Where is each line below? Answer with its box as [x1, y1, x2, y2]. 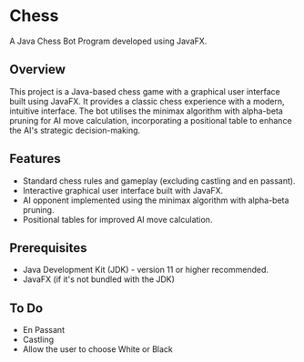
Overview [9, 62, 66, 77]
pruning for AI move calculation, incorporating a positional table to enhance [9, 115, 293, 126]
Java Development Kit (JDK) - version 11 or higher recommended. [22, 265, 269, 276]
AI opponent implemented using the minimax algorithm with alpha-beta [22, 195, 289, 206]
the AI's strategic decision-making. [9, 125, 141, 136]
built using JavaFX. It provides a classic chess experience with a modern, [9, 96, 285, 106]
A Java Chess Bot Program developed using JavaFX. [9, 35, 208, 46]
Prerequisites [9, 240, 87, 256]
